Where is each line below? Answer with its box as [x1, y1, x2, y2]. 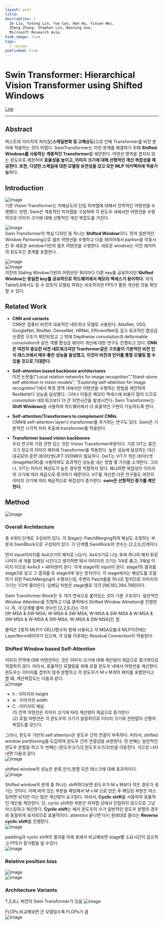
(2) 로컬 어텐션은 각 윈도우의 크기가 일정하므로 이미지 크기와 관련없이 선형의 [12, 716, 156, 722]
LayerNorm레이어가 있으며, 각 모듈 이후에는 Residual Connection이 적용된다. [5, 633, 154, 638]
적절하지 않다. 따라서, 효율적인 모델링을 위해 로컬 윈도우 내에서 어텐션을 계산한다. [5, 663, 159, 669]
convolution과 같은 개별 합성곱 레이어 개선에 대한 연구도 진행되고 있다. [12, 340, 146, 345]
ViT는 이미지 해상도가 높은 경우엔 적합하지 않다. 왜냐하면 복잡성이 [19, 465, 143, 471]
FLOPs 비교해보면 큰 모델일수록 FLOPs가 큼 [5, 908, 89, 914]
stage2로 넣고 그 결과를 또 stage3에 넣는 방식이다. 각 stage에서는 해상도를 [5, 570, 148, 576]
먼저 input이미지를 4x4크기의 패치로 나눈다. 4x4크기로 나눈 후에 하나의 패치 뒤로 [5, 552, 159, 558]
